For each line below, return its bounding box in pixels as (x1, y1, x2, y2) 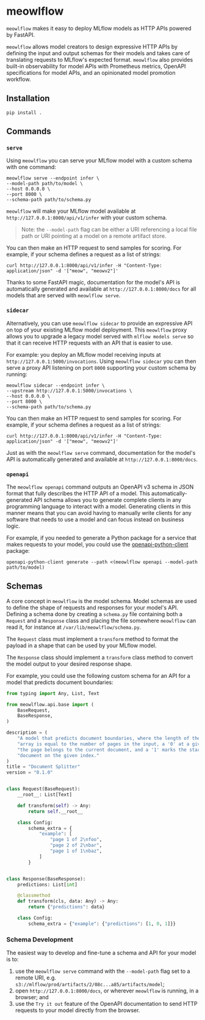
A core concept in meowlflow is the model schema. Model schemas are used (6, 597, 197, 604)
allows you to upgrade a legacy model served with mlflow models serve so (6, 332, 194, 340)
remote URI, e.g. (15, 974, 57, 981)
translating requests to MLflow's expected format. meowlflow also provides (6, 56, 193, 63)
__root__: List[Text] (17, 792, 72, 798)
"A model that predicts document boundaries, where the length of (17, 736, 190, 742)
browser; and (15, 994, 49, 1001)
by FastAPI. (6, 31, 35, 38)
